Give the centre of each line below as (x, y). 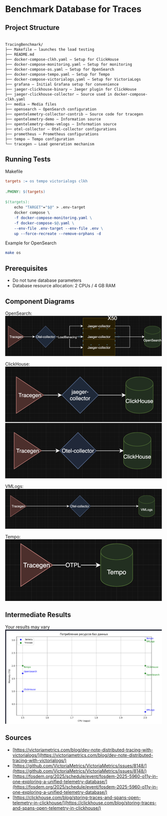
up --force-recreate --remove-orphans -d (57, 233)
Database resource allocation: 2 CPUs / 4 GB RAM (64, 286)
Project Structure (32, 28)
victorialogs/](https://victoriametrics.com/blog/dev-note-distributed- (83, 755)
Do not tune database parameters (47, 280)
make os (13, 253)
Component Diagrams (40, 301)
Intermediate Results (38, 615)
